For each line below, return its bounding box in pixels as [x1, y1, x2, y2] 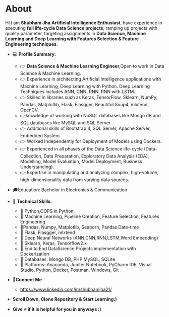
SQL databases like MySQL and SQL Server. [20, 119, 112, 126]
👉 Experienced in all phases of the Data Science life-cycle [20, 145, 143, 151]
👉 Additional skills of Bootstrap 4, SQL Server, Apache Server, [20, 125, 151, 131]
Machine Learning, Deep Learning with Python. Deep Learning [20, 83, 150, 89]
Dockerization [20, 251, 49, 257]
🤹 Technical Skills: [12, 198, 52, 204]
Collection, [20, 153, 43, 159]
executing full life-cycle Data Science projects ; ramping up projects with [5, 25, 158, 31]
